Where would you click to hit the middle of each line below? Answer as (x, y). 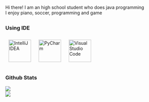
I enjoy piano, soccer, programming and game (54, 13)
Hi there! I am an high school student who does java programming (75, 7)
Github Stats (21, 78)
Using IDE (18, 28)
